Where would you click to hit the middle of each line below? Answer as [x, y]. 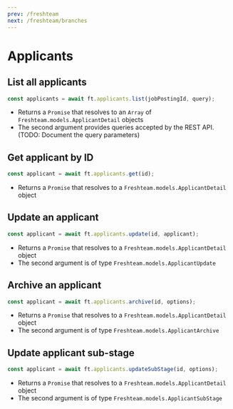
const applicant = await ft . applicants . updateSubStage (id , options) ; [113, 369]
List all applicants [47, 82]
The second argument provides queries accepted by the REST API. [116, 127]
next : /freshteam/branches [47, 21]
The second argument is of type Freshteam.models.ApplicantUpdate [116, 263]
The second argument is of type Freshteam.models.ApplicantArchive [118, 330]
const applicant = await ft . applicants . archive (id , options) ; [102, 302]
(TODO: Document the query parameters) [79, 135]
